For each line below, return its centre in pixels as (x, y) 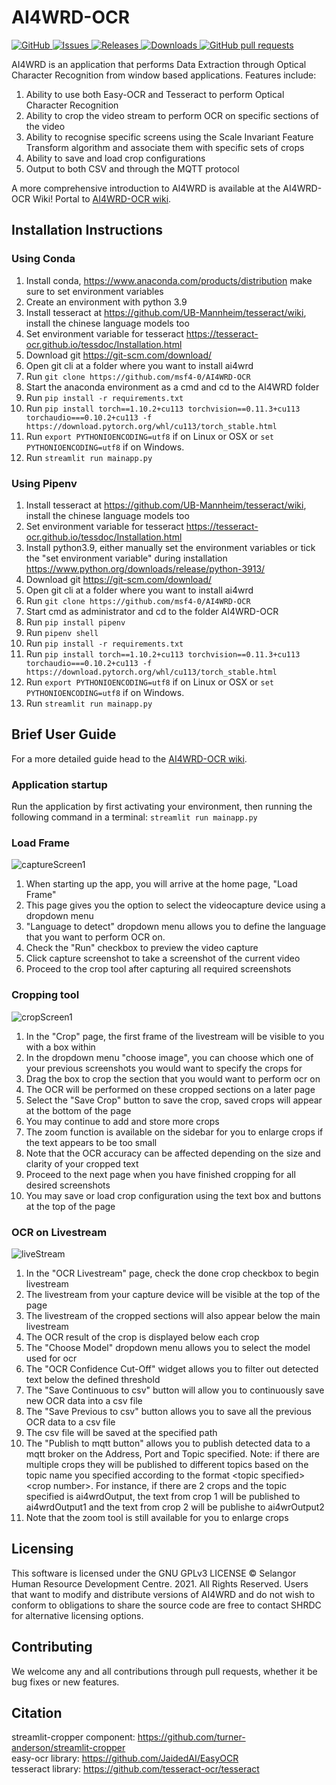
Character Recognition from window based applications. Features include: (164, 75)
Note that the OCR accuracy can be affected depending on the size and (173, 1153)
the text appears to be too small (91, 1142)
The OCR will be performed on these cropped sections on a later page (170, 1089)
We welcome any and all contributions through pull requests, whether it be (164, 1671)
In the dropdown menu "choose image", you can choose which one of (169, 1057)
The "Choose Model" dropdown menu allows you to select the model (168, 1347)
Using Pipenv (44, 483)
